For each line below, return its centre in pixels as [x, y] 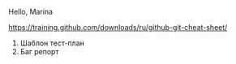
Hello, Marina [31, 12]
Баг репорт [39, 51]
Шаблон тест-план [52, 43]
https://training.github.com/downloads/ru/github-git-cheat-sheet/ [118, 27]
